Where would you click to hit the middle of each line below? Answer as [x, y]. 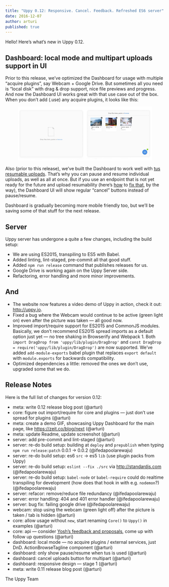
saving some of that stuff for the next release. [53, 211]
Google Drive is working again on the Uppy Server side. [71, 270]
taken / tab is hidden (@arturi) [44, 515]
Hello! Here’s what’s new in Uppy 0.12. [45, 42]
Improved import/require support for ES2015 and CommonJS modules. [86, 326]
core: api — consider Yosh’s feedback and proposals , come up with [83, 531]
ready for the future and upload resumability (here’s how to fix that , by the [82, 185]
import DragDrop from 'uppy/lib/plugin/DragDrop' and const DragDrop [87, 342]
